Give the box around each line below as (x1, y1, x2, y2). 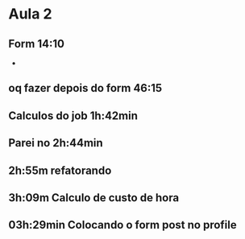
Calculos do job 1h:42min (8, 109, 139, 122)
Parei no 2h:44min (8, 136, 103, 150)
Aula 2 (8, 5, 52, 23)
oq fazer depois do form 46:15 (8, 81, 163, 95)
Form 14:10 (8, 37, 64, 51)
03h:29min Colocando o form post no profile (8, 218, 237, 232)
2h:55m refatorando (8, 163, 112, 177)
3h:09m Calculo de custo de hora (8, 191, 180, 204)
